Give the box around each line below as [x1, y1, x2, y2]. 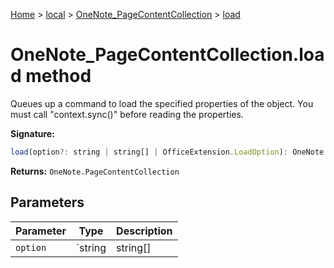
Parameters [10, 194, 85, 211]
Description [116, 224, 173, 238]
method [25, 65, 92, 88]
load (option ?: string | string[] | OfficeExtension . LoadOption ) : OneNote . [10, 147, 329, 157]
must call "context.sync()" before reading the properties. [10, 108, 244, 120]
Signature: [10, 127, 55, 139]
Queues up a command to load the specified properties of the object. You [10, 97, 314, 109]
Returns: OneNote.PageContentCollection [10, 165, 180, 177]
